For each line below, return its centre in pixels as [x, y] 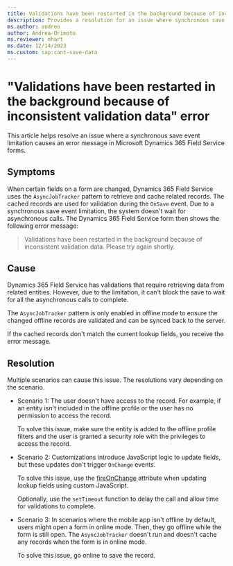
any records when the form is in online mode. [82, 542]
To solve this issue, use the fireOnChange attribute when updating [112, 478]
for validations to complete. [56, 506]
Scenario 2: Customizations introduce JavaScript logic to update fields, [119, 457]
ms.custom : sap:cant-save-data [52, 53]
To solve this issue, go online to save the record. [86, 556]
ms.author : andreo [34, 26]
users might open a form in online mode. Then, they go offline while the [119, 527]
